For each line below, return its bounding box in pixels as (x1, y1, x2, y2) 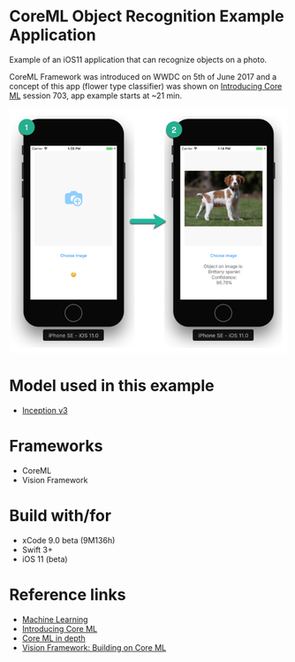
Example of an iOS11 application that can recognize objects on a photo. (9, 54, 268, 65)
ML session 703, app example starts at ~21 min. (9, 90, 183, 101)
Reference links (9, 585, 126, 605)
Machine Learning (21, 613, 88, 625)
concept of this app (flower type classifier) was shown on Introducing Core (9, 81, 283, 91)
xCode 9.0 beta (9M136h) (21, 535, 116, 545)
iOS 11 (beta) (21, 553, 68, 564)
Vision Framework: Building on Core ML (21, 642, 167, 652)
